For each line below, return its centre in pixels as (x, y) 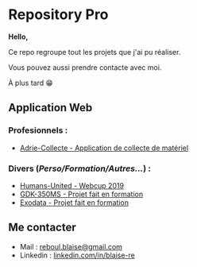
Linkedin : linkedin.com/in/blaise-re (77, 255)
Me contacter (42, 228)
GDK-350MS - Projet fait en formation (81, 194)
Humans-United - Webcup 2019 (72, 185)
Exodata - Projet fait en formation (74, 202)
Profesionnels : (38, 130)
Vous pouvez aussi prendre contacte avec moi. (85, 67)
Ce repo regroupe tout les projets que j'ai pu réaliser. (95, 52)
